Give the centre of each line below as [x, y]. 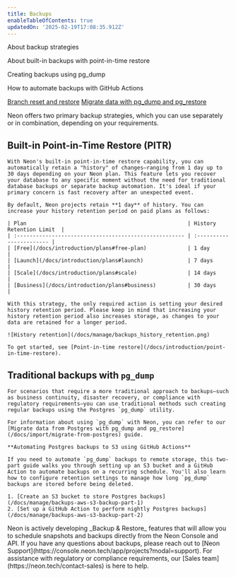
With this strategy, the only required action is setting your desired [115, 304]
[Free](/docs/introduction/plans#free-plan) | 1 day [112, 248]
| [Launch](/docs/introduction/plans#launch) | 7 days [110, 261]
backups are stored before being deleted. [71, 484]
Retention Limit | [36, 230]
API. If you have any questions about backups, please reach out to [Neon [114, 543]
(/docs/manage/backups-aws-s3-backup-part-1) [75, 503]
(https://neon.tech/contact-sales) [56, 566]
